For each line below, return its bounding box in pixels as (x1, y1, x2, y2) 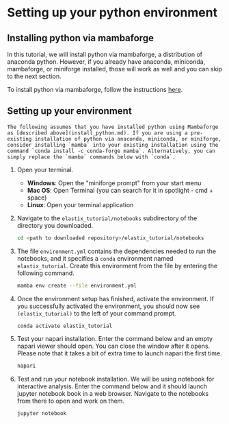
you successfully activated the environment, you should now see (16, 302, 200, 310)
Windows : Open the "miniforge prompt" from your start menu (27, 178, 202, 187)
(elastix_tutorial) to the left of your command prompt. (16, 309, 176, 317)
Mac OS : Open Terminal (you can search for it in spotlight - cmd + (27, 186, 214, 194)
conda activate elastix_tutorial (16, 322, 113, 329)
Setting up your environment (7, 105, 132, 117)
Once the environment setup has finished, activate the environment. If (16, 294, 214, 303)
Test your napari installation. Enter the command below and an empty (16, 335, 213, 343)
